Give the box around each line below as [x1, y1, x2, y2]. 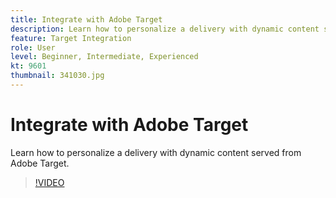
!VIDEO [34, 176, 65, 188]
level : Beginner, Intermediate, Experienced [10, 52, 199, 62]
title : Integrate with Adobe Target [10, 14, 163, 25]
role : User [10, 42, 56, 53]
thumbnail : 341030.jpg [10, 71, 105, 81]
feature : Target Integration [10, 33, 132, 43]
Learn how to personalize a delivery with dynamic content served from [10, 146, 302, 158]
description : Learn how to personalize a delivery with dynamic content [10, 24, 320, 34]
